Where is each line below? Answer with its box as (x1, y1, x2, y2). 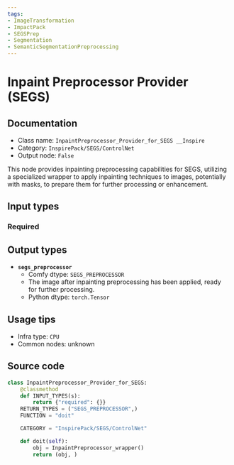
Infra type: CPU (17, 332, 60, 341)
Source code (7, 360, 65, 373)
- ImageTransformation (7, 17, 74, 24)
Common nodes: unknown (17, 339, 95, 348)
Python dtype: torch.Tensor (28, 292, 110, 302)
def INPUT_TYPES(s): (20, 392, 81, 400)
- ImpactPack (7, 23, 46, 31)
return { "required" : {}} (33, 399, 106, 406)
